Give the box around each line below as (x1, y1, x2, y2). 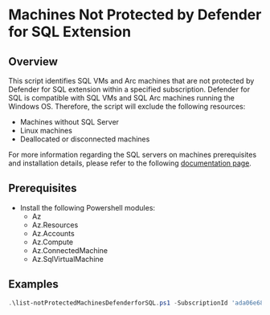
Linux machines (19, 126, 72, 135)
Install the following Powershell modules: (19, 202, 155, 212)
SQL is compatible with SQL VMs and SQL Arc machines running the (8, 93, 235, 102)
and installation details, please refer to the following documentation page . (8, 158, 252, 168)
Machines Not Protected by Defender (8, 6, 262, 24)
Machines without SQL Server (19, 117, 119, 126)
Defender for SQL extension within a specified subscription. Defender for (8, 84, 251, 94)
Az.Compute (31, 237, 74, 247)
